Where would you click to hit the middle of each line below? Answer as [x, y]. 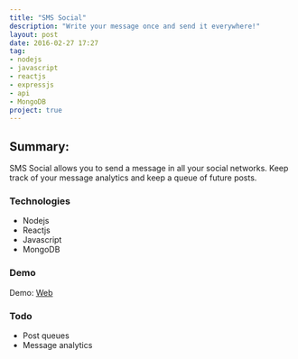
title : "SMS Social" [48, 18]
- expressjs [32, 85]
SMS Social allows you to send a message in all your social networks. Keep [149, 169]
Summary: [39, 147]
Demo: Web [31, 292]
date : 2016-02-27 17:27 [54, 43]
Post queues [46, 336]
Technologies [40, 201]
